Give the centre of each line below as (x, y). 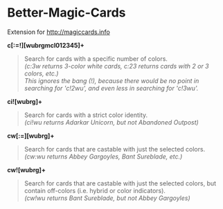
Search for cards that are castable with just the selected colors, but (120, 183)
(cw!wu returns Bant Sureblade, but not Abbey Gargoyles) (107, 198)
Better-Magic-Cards (66, 13)
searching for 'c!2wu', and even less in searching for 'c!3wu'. (111, 88)
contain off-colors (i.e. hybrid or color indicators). (95, 190)
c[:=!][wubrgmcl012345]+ (46, 45)
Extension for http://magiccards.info (59, 32)
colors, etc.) (41, 73)
